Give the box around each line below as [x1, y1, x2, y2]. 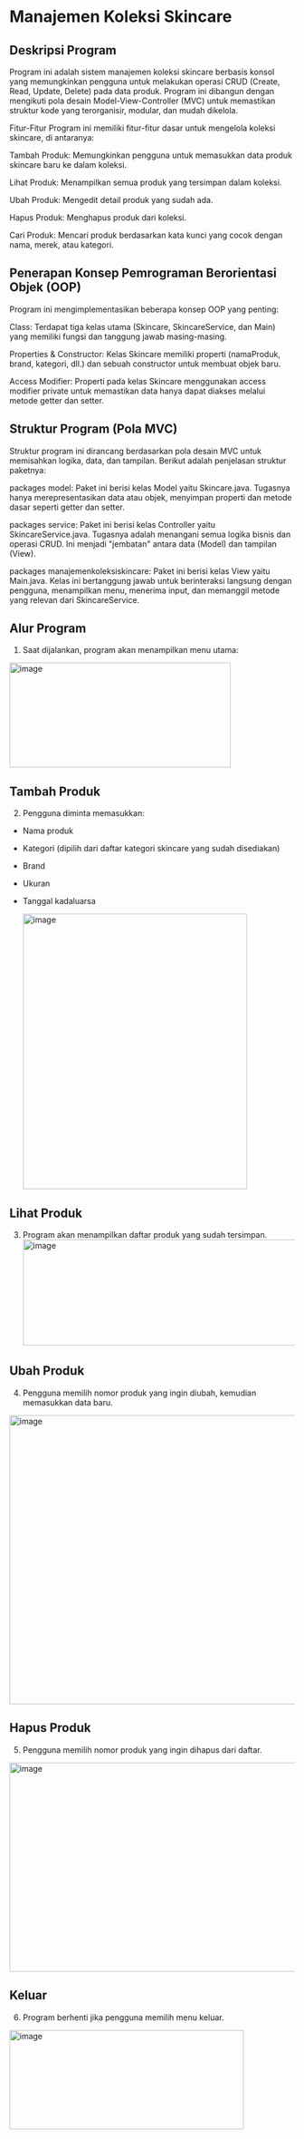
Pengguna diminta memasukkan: [22, 808, 145, 819]
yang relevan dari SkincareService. [9, 594, 140, 605]
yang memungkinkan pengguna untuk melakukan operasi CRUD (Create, [9, 76, 280, 87]
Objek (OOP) [9, 279, 81, 296]
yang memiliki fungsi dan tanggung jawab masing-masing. [9, 331, 228, 342]
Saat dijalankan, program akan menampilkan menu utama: [22, 645, 239, 656]
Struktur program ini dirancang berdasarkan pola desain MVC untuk [9, 445, 262, 456]
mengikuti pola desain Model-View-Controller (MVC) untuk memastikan [9, 95, 276, 106]
